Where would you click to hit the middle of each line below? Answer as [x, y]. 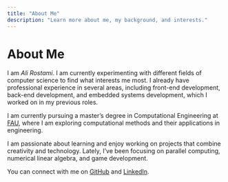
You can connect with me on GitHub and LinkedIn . [78, 172]
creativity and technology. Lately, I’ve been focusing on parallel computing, [114, 151]
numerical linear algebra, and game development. [77, 159]
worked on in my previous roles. [53, 102]
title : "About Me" [33, 13]
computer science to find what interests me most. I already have [98, 81]
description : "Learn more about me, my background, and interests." [107, 20]
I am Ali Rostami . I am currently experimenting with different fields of [104, 73]
